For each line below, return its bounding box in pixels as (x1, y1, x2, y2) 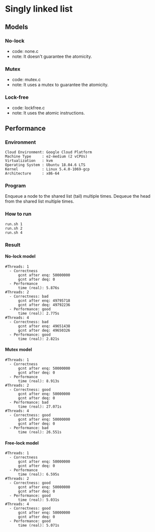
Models (5, 23, 28, 31)
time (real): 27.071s (17, 404, 62, 409)
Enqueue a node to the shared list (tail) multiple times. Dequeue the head (5, 193, 151, 199)
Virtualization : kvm (5, 158, 53, 163)
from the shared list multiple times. (5, 198, 74, 205)
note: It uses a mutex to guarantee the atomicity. (12, 82, 109, 88)
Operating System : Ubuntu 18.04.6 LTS (5, 163, 86, 168)
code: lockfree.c (12, 105, 45, 111)
